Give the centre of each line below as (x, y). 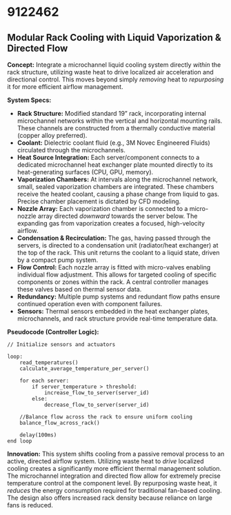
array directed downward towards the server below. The (118, 216)
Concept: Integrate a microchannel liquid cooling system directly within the (114, 65)
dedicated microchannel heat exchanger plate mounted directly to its (115, 165)
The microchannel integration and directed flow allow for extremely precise (114, 476)
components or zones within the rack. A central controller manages (113, 282)
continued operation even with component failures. (90, 304)
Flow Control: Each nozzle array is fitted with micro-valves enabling (114, 267)
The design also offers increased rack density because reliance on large (110, 498)
